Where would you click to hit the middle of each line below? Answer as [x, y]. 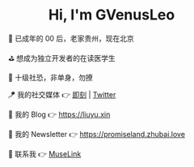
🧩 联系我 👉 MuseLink [44, 154]
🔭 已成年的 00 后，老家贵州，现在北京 [71, 38]
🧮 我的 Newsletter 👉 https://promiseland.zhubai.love [97, 134]
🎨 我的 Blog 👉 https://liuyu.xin [59, 114]
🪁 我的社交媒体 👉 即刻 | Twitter [62, 94]
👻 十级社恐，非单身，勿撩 [50, 77]
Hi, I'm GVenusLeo [112, 15]
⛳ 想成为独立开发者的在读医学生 [61, 58]
